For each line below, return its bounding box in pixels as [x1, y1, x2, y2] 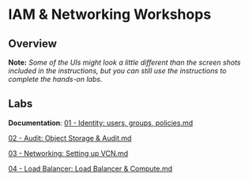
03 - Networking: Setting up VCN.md [8, 148, 129, 158]
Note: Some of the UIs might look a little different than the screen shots [8, 57, 241, 67]
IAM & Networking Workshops [8, 6, 212, 24]
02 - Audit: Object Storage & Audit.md [8, 133, 132, 142]
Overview [8, 37, 58, 50]
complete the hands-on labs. [8, 75, 103, 83]
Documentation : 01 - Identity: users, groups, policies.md [8, 118, 194, 127]
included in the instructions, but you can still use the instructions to [8, 66, 227, 76]
